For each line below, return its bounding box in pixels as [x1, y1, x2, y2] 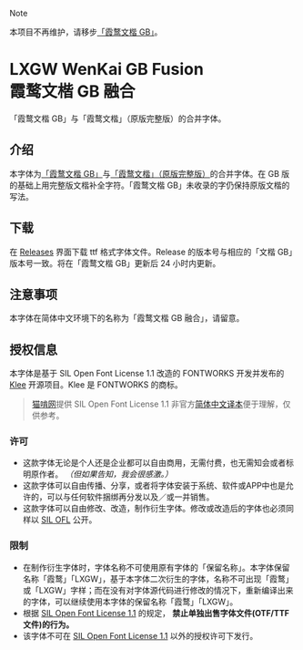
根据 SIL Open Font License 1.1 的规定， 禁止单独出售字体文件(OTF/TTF [22, 607, 289, 618]
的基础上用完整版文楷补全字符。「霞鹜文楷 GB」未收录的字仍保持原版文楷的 [9, 180, 290, 191]
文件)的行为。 [22, 619, 75, 630]
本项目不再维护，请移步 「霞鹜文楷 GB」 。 [9, 26, 163, 37]
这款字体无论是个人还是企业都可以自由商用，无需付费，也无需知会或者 [22, 458, 287, 469]
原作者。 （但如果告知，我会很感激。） [30, 469, 173, 480]
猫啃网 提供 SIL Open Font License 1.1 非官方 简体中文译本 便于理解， [31, 398, 284, 409]
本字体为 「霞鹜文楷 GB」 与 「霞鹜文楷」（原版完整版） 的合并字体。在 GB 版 [9, 168, 290, 179]
